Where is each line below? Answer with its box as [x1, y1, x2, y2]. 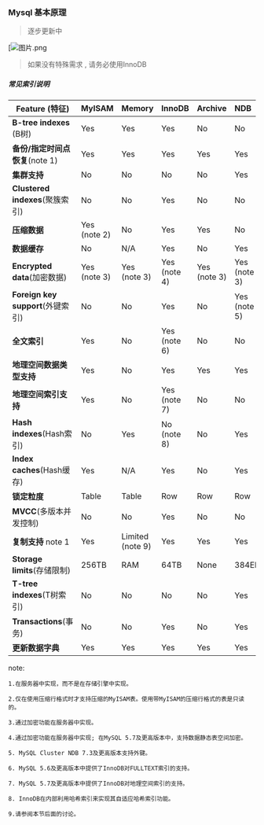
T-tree [12, 578, 38, 589]
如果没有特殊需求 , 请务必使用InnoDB [27, 60, 147, 69]
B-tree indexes [12, 117, 71, 128]
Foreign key [12, 289, 57, 300]
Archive [196, 103, 227, 114]
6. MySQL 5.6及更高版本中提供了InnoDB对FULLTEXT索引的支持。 [8, 764, 194, 772]
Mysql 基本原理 [8, 6, 67, 17]
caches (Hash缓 [12, 465, 71, 476]
